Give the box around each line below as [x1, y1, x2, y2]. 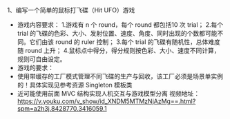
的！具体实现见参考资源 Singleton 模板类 [17, 81, 133, 89]
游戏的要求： [17, 64, 54, 72]
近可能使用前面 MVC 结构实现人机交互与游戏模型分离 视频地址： [17, 89, 200, 98]
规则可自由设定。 [17, 55, 66, 63]
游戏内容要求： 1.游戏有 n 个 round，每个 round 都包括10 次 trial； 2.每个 [17, 21, 224, 29]
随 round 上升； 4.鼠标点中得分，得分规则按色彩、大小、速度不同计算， [17, 47, 220, 54]
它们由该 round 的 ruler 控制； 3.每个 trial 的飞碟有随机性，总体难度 [29, 38, 221, 46]
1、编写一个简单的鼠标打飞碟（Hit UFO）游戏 [7, 6, 135, 14]
